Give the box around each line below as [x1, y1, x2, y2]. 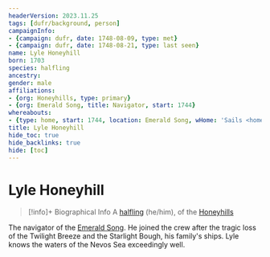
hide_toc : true [8, 131, 59, 139]
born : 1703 [8, 57, 45, 65]
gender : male [8, 79, 52, 87]
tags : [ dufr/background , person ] [8, 19, 121, 27]
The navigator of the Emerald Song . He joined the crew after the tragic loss [8, 222, 257, 233]
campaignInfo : [8, 27, 56, 35]
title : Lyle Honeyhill [8, 124, 84, 132]
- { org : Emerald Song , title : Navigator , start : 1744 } [8, 101, 196, 109]
